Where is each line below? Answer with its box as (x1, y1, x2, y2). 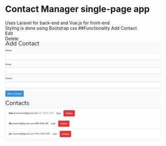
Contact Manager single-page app (5, 3, 150, 15)
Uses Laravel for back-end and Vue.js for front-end (5, 20, 110, 26)
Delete (5, 36, 19, 42)
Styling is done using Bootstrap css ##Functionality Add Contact (5, 25, 137, 31)
